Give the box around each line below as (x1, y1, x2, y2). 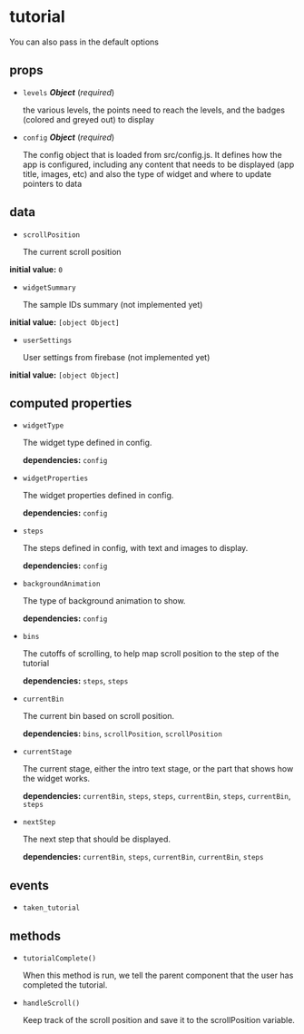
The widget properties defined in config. (22, 490, 174, 501)
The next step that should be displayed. (22, 833, 171, 845)
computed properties (9, 395, 132, 410)
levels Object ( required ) (22, 86, 115, 97)
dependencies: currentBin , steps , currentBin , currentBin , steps (22, 852, 264, 862)
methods (9, 928, 62, 943)
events (9, 878, 50, 893)
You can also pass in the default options (9, 36, 160, 47)
